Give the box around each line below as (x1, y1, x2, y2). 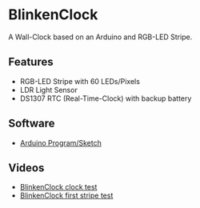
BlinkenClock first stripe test (19, 190, 114, 201)
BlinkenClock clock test (19, 182, 98, 192)
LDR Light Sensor (19, 85, 78, 94)
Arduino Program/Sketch (19, 138, 102, 147)
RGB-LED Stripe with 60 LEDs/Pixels (19, 76, 140, 86)
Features (8, 55, 54, 69)
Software (8, 117, 55, 130)
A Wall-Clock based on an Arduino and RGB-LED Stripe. (8, 32, 193, 42)
